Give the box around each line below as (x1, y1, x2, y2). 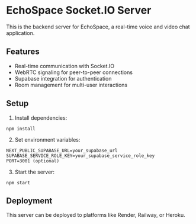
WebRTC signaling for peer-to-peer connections (14, 69, 133, 76)
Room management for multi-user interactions (14, 81, 128, 88)
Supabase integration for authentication (14, 75, 112, 82)
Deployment (6, 196, 53, 206)
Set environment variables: (14, 136, 81, 143)
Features (6, 47, 40, 57)
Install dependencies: (14, 114, 68, 121)
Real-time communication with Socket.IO (14, 62, 114, 69)
